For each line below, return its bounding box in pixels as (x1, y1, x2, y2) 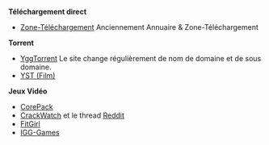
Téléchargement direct (8, 7, 87, 16)
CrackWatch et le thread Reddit (19, 110, 125, 120)
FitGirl (19, 119, 40, 128)
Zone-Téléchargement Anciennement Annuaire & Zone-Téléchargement (19, 23, 258, 31)
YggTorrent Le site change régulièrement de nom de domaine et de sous (19, 54, 262, 63)
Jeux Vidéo (8, 86, 48, 96)
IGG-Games (19, 128, 61, 137)
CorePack (19, 102, 54, 111)
